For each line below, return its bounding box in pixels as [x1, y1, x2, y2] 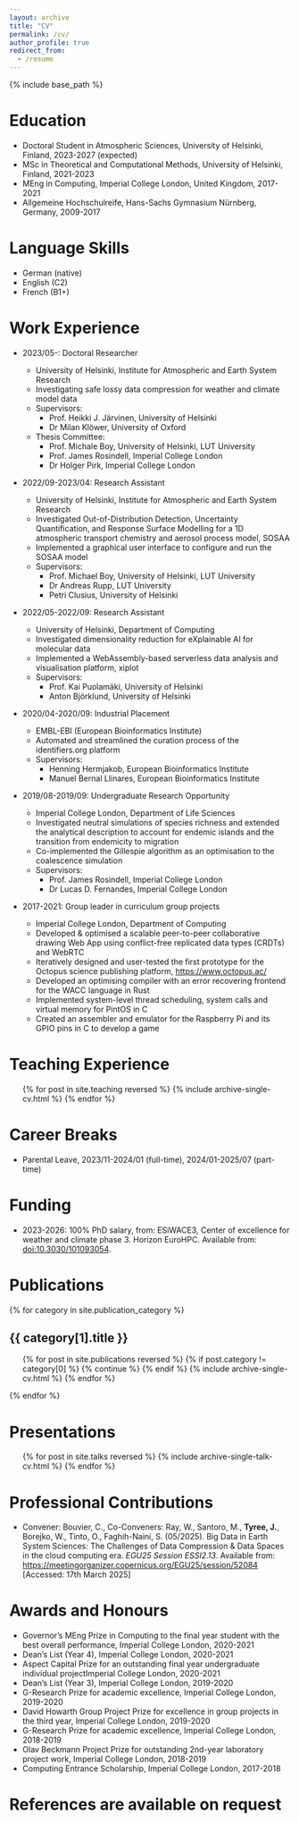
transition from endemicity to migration [35, 835, 179, 846]
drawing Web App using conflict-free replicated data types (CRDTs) [35, 937, 286, 948]
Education [9, 111, 87, 131]
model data [35, 393, 78, 403]
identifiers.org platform [35, 744, 120, 755]
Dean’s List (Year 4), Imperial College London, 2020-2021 [21, 1649, 234, 1660]
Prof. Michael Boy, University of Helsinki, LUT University [48, 570, 256, 581]
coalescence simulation [35, 855, 123, 866]
